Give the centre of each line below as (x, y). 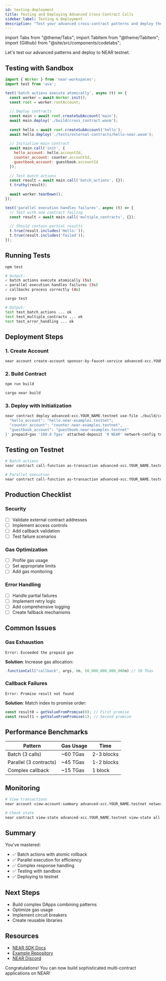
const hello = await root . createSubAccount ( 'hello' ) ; (66, 130)
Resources (22, 936)
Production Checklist (38, 495)
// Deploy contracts (31, 111)
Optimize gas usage (33, 910)
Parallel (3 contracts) (32, 762)
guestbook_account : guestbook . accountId (56, 162)
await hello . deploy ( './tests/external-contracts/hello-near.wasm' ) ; (82, 134)
